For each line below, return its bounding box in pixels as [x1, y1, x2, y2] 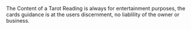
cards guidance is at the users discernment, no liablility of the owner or [6, 11, 180, 18]
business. [6, 17, 30, 24]
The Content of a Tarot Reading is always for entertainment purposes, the [6, 5, 186, 12]
